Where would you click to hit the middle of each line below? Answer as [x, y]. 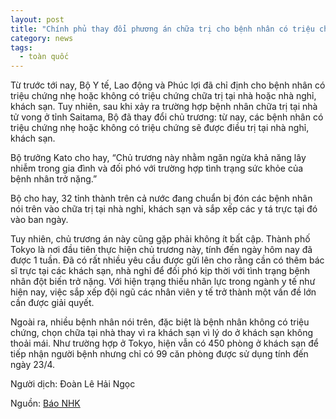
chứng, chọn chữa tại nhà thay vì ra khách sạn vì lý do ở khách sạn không [162, 333]
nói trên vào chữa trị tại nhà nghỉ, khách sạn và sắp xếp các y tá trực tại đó [164, 209]
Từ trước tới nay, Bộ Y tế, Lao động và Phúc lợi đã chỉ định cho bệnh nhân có [168, 85]
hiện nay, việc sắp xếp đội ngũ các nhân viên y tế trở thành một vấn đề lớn [163, 292]
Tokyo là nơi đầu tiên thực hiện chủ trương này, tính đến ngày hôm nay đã [161, 250]
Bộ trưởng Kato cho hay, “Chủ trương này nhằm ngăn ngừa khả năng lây [158, 158]
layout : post [37, 19]
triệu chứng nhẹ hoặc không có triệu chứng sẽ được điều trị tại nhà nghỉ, [160, 128]
